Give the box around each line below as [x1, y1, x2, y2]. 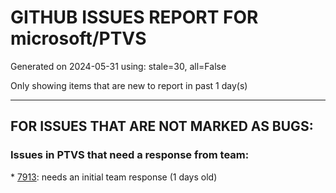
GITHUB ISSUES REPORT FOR [10, 6, 259, 29]
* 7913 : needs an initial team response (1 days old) [10, 171, 218, 183]
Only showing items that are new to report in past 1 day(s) [10, 79, 248, 91]
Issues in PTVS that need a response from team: [10, 148, 250, 162]
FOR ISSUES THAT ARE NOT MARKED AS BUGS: [10, 118, 314, 135]
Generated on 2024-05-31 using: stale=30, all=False [10, 60, 227, 72]
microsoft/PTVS [10, 27, 147, 50]
